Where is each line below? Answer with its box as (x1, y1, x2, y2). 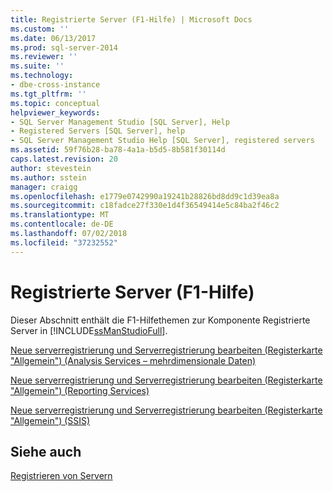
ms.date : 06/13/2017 (10, 33, 97, 43)
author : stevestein (10, 163, 92, 173)
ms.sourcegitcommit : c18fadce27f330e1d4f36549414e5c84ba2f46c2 (10, 201, 280, 211)
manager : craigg (10, 182, 78, 192)
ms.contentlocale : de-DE (10, 219, 114, 230)
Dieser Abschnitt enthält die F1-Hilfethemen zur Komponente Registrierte (10, 314, 311, 326)
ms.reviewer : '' (10, 52, 78, 62)
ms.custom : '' (10, 24, 70, 34)
